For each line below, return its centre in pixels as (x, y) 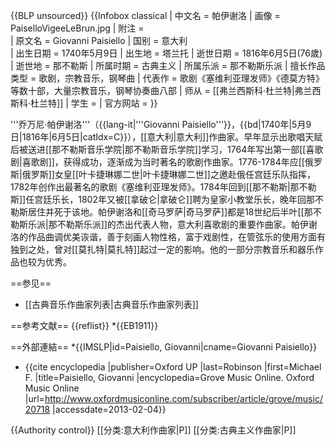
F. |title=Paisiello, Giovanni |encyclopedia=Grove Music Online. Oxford (169, 377)
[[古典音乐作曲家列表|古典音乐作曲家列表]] (111, 304)
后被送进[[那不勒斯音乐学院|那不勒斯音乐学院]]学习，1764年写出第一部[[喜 (162, 149)
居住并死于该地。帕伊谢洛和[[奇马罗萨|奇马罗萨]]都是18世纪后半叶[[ (166, 212)
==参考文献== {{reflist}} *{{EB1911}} (84, 325)
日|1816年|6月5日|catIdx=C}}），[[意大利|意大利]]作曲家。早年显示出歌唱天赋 (166, 137)
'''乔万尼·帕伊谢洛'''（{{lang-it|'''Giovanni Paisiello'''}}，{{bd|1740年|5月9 (161, 124)
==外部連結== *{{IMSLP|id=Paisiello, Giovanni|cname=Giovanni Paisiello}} (164, 347)
